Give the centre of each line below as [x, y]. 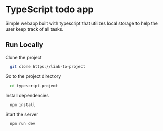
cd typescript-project [34, 86]
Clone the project [23, 57]
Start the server [22, 114]
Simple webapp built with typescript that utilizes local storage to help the [82, 23]
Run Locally [24, 45]
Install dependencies [27, 95]
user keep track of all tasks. [34, 29]
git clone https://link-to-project [48, 67]
